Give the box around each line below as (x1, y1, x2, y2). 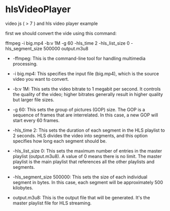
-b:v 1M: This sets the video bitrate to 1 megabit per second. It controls (12, 85, 161, 92)
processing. (12, 61, 38, 67)
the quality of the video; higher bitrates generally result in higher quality (12, 91, 163, 97)
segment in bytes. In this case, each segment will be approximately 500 (12, 179, 163, 185)
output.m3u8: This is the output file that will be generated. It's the (12, 194, 150, 200)
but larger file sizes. (12, 97, 54, 103)
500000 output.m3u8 (43, 45, 89, 51)
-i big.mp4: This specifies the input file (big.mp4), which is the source (12, 70, 159, 77)
